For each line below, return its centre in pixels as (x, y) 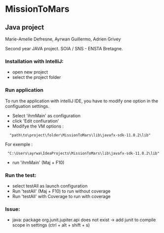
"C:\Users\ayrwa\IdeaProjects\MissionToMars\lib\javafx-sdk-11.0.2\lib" (83, 153)
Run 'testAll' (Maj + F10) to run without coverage (61, 191)
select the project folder (37, 77)
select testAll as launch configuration (50, 186)
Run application (24, 90)
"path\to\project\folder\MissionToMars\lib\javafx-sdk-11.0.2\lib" (80, 135)
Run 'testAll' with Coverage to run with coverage (61, 196)
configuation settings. (27, 106)
